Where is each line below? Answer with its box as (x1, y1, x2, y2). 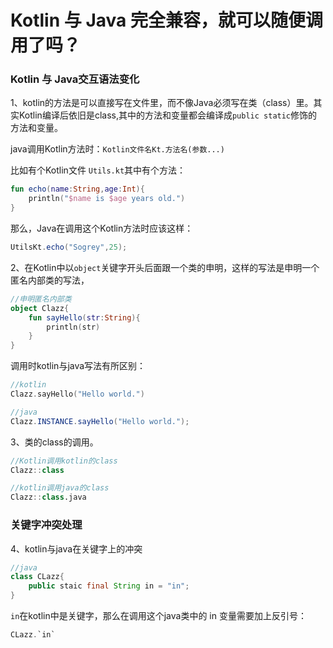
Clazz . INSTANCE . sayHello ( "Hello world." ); (10, 416, 190, 426)
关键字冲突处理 (10, 518, 83, 532)
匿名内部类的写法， (10, 274, 90, 286)
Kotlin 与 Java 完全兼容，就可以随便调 (10, 9, 323, 32)
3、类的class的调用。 (10, 436, 99, 448)
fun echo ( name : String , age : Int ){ (10, 184, 145, 195)
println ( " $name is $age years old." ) (28, 194, 186, 204)
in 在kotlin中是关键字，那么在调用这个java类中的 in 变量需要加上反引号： (10, 610, 307, 622)
